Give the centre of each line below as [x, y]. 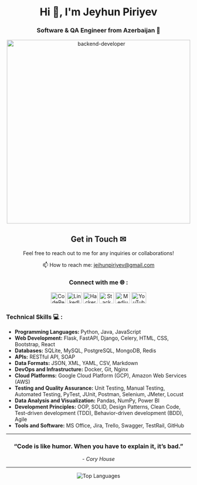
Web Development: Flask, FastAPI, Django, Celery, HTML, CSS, [91, 338]
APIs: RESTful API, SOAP [45, 357]
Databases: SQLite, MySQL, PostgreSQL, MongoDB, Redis [85, 350]
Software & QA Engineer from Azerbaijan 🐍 [98, 31]
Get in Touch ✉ [98, 239]
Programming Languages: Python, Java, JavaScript [78, 332]
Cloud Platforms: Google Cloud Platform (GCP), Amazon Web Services [101, 375]
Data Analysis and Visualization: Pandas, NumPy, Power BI [87, 400]
